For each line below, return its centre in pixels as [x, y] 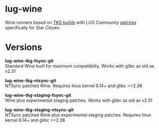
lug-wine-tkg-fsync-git [29, 61]
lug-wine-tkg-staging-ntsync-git [40, 110]
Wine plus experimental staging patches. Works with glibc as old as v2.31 [79, 100]
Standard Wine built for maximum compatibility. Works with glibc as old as [80, 66]
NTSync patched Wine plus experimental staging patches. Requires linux [78, 115]
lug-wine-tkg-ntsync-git [30, 80]
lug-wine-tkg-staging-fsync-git [38, 95]
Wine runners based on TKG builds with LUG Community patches [71, 22]
